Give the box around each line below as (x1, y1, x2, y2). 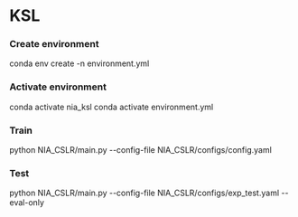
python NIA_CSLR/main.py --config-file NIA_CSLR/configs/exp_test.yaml (9, 187, 280, 199)
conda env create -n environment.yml (9, 58, 150, 69)
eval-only (9, 197, 45, 208)
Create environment (9, 38, 99, 51)
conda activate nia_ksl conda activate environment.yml (9, 101, 214, 112)
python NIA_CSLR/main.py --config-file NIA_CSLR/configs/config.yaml (9, 145, 273, 156)
